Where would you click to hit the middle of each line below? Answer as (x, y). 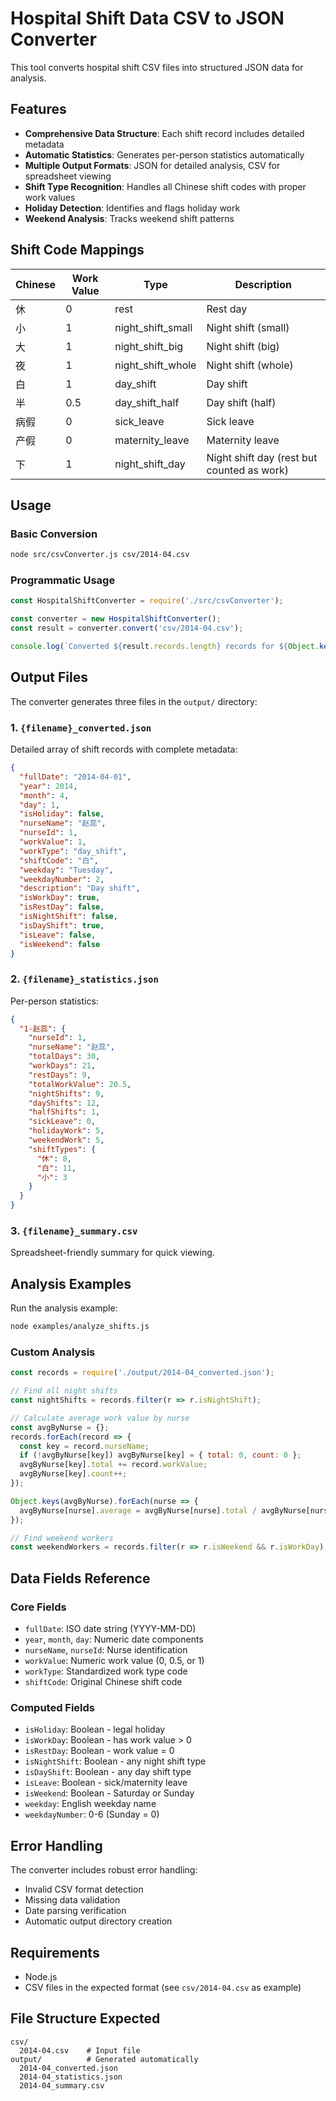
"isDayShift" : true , (62, 925)
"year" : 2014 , (48, 786)
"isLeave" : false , (58, 935)
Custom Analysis (53, 1352)
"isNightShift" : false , (68, 917)
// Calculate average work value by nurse (100, 1418)
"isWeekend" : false (60, 944)
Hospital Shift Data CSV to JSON (147, 18)
